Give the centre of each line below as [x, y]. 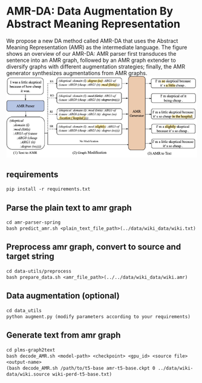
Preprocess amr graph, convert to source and [94, 247]
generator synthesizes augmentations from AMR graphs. [77, 73]
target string [30, 257]
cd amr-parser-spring [34, 222]
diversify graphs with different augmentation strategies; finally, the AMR [96, 66]
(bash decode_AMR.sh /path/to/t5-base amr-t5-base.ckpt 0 [81, 368]
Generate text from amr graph [64, 335]
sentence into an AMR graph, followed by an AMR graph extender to [91, 60]
